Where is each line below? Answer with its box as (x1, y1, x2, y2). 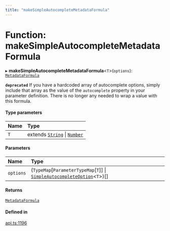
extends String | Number (27, 131, 83, 138)
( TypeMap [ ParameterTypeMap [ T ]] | (31, 166, 106, 173)
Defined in (5, 209, 28, 215)
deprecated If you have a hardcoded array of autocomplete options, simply (5, 82, 160, 88)
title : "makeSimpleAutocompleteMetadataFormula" (5, 7, 110, 13)
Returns (5, 187, 23, 193)
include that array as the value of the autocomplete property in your (5, 87, 145, 93)
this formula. (5, 98, 32, 104)
